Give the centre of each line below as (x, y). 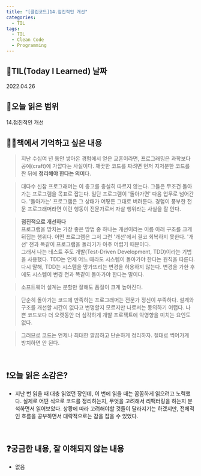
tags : (13, 29)
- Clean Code (28, 40)
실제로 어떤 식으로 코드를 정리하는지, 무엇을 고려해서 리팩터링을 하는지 (105, 401)
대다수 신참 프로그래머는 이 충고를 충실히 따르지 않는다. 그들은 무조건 (101, 187)
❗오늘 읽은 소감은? (37, 375)
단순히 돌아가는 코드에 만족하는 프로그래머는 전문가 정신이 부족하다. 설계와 (107, 300)
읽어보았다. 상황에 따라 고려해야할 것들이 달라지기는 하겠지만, (107, 409)
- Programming (29, 46)
